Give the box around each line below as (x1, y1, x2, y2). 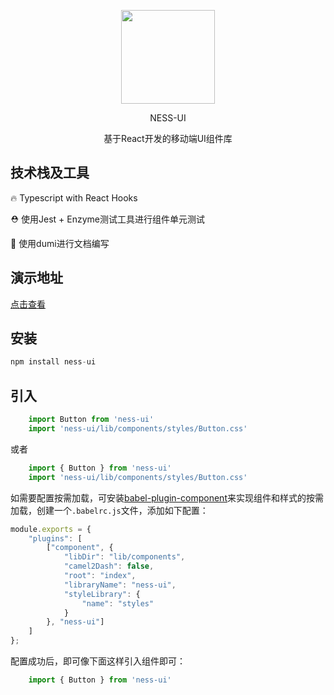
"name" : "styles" (81, 598, 155, 609)
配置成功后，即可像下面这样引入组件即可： (10, 655, 186, 667)
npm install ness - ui (10, 357, 97, 367)
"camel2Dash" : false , (63, 561, 155, 572)
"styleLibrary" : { (63, 589, 141, 599)
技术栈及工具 (10, 165, 90, 182)
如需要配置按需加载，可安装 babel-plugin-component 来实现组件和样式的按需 (10, 491, 324, 504)
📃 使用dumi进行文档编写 (10, 237, 110, 249)
